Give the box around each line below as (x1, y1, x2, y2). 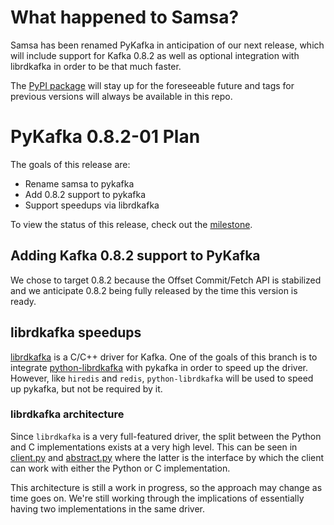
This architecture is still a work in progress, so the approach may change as (10, 481, 323, 493)
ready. (10, 295, 37, 307)
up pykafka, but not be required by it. (10, 382, 163, 395)
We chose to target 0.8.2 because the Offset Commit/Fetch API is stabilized (10, 274, 322, 286)
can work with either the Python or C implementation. (10, 462, 231, 474)
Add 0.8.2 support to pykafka (24, 188, 147, 200)
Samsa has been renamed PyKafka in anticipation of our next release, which (10, 39, 325, 51)
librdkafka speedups (10, 324, 142, 341)
